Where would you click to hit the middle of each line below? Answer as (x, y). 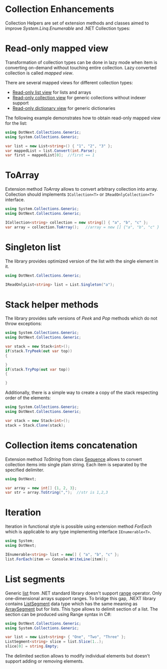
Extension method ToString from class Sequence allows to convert (74, 459)
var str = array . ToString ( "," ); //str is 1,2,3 (57, 493)
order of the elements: (28, 398)
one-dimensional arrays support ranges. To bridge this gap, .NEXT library (81, 598)
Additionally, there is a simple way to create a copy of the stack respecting (82, 392)
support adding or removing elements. (44, 661)
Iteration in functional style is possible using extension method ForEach (79, 526)
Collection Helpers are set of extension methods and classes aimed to (77, 23)
